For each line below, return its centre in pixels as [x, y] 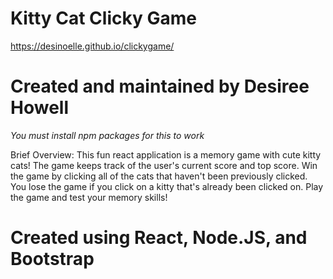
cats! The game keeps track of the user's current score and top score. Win [164, 165]
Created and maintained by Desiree [160, 86]
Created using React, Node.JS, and [159, 238]
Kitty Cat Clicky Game [103, 18]
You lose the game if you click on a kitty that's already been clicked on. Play [167, 186]
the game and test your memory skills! [89, 197]
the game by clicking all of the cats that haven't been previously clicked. [159, 176]
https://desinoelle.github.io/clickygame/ [92, 46]
